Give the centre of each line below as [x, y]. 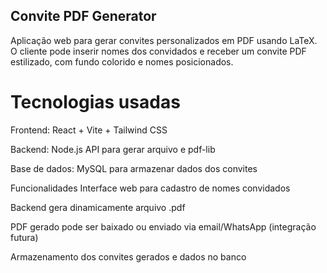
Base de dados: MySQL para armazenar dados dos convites [134, 168]
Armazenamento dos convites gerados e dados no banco [128, 256]
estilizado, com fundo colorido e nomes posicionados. [122, 61]
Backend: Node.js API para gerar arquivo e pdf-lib [113, 149]
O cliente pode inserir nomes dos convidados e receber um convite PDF [158, 51]
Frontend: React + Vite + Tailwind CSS [89, 130]
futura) [24, 237]
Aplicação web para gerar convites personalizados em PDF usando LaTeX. [164, 40]
